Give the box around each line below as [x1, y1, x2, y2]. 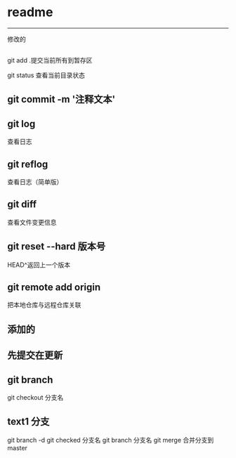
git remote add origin [7, 281, 101, 293]
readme [7, 4, 53, 20]
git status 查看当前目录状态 [7, 71, 86, 79]
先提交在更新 [7, 349, 63, 362]
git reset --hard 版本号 [7, 240, 106, 253]
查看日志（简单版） [7, 177, 63, 186]
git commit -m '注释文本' [7, 93, 116, 105]
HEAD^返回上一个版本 [7, 261, 71, 269]
